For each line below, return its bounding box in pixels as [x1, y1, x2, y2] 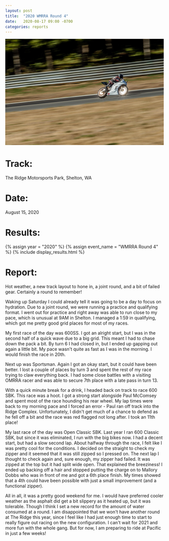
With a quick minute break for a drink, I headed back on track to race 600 [5, 387, 157, 393]
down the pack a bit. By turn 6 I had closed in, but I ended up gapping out [5, 340, 158, 346]
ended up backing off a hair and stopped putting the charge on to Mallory [5, 467, 157, 473]
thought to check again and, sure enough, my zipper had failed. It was [5, 456, 150, 462]
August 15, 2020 [5, 209, 39, 215]
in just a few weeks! [5, 530, 46, 536]
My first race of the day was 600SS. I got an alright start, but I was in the [5, 330, 156, 336]
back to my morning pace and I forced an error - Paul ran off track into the [5, 403, 159, 409]
